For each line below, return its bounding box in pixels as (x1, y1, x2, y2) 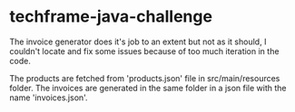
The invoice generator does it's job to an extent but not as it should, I (9, 36, 267, 47)
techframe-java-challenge (9, 6, 213, 27)
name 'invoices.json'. (9, 92, 88, 103)
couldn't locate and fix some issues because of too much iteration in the (9, 45, 280, 56)
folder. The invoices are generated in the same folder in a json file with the (9, 82, 288, 93)
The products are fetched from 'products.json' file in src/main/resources (9, 72, 280, 83)
